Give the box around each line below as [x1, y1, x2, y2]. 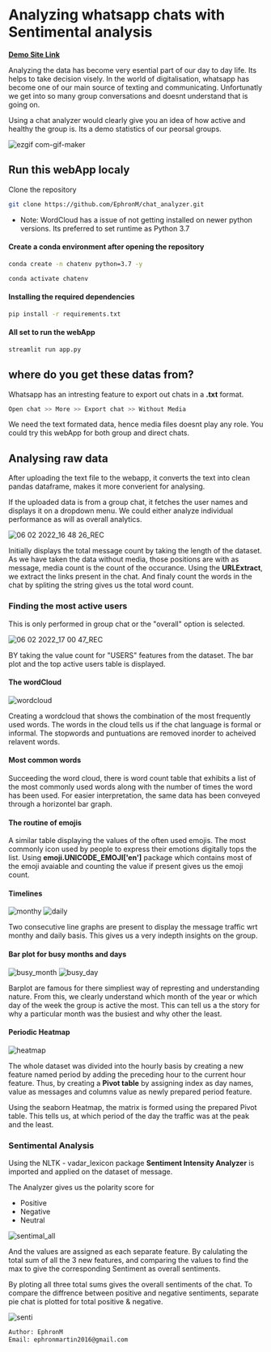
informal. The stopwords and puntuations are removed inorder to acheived [8, 728, 256, 738]
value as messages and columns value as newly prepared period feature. [8, 1087, 252, 1096]
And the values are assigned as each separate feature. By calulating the [8, 1247, 248, 1257]
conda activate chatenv [8, 274, 89, 282]
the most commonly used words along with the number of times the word [8, 782, 253, 791]
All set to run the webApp [8, 328, 95, 337]
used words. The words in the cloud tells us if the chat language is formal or [8, 719, 261, 729]
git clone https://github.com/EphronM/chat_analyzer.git [8, 200, 205, 208]
